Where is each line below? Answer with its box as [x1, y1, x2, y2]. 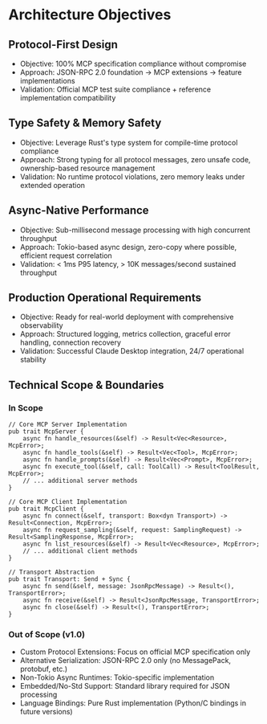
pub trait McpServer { [8, 427, 84, 436]
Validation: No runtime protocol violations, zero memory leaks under [19, 171, 245, 182]
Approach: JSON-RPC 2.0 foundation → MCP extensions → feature [19, 67, 242, 77]
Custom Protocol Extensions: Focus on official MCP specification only [19, 647, 251, 657]
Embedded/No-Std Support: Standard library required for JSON [19, 681, 230, 691]
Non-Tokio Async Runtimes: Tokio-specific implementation [19, 673, 215, 682]
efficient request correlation [19, 251, 112, 260]
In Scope [8, 402, 44, 413]
